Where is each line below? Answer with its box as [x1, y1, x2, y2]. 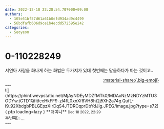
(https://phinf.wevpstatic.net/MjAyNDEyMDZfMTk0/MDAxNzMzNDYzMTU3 [5, 92, 157, 98]
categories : [5, 25, 29, 30]
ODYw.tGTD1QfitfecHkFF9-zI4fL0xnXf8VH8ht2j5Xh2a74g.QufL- [5, 98, 134, 104]
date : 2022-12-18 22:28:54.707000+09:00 [5, 7, 89, 12]
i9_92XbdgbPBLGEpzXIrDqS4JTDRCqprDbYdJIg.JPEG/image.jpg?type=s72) [5, 103, 159, 109]
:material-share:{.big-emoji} [103, 77, 159, 83]
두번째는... [5, 115, 25, 121]
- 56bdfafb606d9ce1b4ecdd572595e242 [9, 20, 84, 26]
